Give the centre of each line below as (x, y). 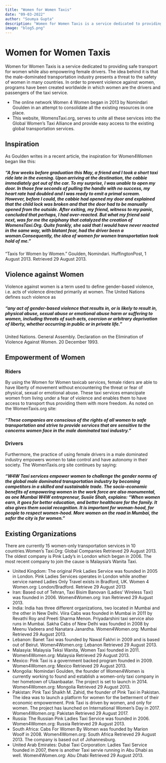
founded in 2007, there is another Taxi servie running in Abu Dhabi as (83, 750)
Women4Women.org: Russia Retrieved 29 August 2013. (69, 724)
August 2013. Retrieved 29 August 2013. (46, 259)
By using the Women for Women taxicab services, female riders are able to (81, 382)
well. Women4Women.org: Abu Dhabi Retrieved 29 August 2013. (78, 756)
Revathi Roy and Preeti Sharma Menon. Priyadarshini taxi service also (83, 619)
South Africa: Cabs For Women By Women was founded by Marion (80, 729)
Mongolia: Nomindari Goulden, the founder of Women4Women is (78, 671)
